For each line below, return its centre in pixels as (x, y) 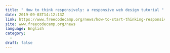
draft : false (19, 43)
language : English (25, 29)
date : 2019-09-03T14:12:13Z (35, 15)
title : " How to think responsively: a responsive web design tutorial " (85, 10)
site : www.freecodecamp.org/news (40, 24)
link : (11, 19)
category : (16, 33)
